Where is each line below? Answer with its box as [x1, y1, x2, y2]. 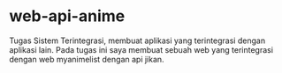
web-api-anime [9, 6, 126, 26]
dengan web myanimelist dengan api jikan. [9, 54, 165, 64]
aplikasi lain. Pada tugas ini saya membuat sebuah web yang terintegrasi [9, 44, 274, 55]
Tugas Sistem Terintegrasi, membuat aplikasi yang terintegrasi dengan [9, 35, 266, 46]
